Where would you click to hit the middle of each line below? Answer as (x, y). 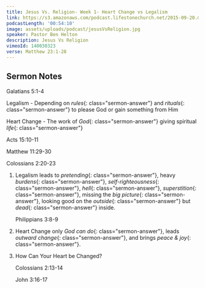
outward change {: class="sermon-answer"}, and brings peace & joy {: (103, 237)
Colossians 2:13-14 (39, 268)
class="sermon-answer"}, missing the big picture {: (79, 194)
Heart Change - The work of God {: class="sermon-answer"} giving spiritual (102, 121)
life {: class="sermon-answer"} (45, 128)
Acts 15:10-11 (22, 139)
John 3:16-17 (31, 279)
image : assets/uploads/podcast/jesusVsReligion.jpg (73, 29)
